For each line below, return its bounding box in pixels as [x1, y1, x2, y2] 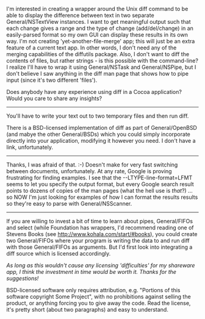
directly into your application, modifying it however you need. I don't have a [6, 137, 196, 144]
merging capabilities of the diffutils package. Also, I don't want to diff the [6, 51, 190, 57]
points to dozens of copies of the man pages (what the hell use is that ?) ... [6, 187, 193, 194]
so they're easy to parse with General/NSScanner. [6, 200, 132, 207]
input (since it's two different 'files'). [6, 76, 98, 84]
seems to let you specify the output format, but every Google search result [6, 181, 194, 188]
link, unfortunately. [6, 143, 54, 151]
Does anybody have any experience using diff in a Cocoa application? [6, 88, 182, 95]
